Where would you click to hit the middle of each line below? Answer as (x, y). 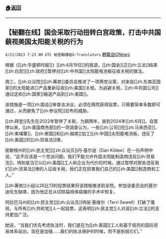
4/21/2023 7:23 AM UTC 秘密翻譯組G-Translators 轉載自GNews (67, 54)
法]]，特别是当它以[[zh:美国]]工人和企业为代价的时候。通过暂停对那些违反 (80, 163)
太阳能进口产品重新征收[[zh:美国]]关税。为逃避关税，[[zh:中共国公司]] (88, 88)
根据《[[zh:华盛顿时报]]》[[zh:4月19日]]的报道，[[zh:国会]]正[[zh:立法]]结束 (82, 65)
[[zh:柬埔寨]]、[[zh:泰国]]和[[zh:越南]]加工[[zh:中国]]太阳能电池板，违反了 (80, 134)
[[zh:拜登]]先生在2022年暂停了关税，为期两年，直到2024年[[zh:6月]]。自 (80, 121)
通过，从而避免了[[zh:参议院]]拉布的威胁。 (48, 111)
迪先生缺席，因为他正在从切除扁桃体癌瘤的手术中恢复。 (61, 192)
